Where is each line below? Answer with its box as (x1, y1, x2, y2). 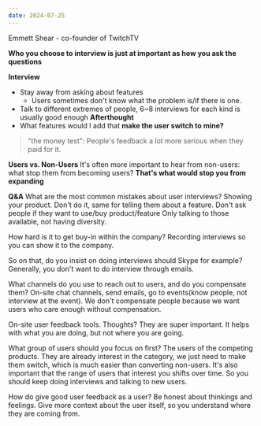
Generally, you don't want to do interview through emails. (8, 264, 195, 273)
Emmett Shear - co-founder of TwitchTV (8, 33, 140, 43)
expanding (8, 176, 45, 186)
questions (8, 57, 42, 66)
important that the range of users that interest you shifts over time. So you (8, 368, 249, 378)
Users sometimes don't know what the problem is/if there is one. (31, 95, 242, 105)
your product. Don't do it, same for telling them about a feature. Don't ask (8, 200, 247, 209)
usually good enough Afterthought (19, 112, 134, 122)
